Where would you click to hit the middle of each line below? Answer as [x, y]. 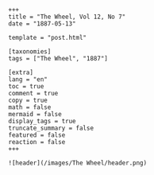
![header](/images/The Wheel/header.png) [78, 163]
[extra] [21, 72]
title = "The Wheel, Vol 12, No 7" [67, 17]
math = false [30, 107]
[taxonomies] [30, 52]
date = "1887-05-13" [42, 24]
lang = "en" [28, 80]
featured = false [37, 135]
